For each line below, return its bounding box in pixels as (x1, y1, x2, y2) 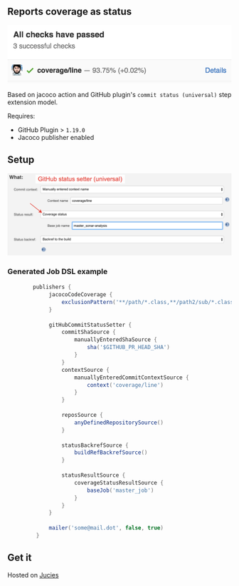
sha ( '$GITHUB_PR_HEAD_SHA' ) (86, 344, 171, 351)
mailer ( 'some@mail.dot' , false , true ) (48, 525, 164, 532)
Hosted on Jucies (7, 570, 59, 579)
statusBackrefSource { (61, 442, 129, 449)
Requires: (7, 112, 36, 121)
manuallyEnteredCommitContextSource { (74, 374, 190, 381)
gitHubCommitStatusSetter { (48, 321, 132, 328)
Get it (7, 552, 32, 564)
